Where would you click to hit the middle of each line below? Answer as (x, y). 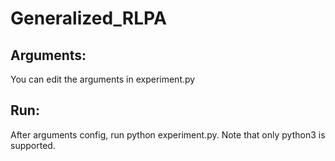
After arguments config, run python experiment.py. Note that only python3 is (168, 134)
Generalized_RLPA (88, 18)
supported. (33, 145)
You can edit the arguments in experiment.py (103, 79)
